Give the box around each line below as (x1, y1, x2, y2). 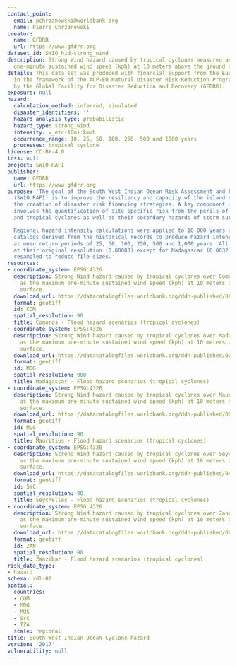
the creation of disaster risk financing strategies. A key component (13, 201, 226, 209)
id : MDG (13, 365, 37, 372)
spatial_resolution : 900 (13, 372, 87, 379)
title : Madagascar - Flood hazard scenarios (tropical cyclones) (13, 378, 210, 385)
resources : (7, 259, 39, 267)
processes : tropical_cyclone (13, 142, 99, 149)
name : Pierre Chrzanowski (13, 23, 90, 30)
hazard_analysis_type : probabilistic (13, 115, 125, 122)
